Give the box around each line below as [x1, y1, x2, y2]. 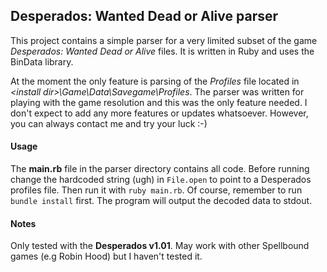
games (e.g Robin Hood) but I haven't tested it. [10, 250, 203, 263]
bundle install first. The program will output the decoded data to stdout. [10, 195, 313, 207]
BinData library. [10, 55, 74, 68]
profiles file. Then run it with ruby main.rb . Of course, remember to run [10, 184, 303, 196]
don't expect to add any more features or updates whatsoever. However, [10, 107, 309, 119]
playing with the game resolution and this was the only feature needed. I [10, 96, 308, 108]
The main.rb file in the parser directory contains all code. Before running [10, 163, 310, 175]
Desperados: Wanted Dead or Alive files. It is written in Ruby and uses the [10, 45, 315, 57]
